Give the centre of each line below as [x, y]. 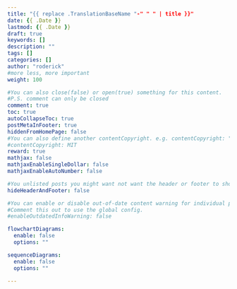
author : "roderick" [36, 66]
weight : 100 [25, 79]
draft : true [25, 34]
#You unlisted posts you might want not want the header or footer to [113, 184]
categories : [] [30, 60]
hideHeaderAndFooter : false [49, 190]
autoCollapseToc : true [41, 119]
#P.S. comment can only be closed [58, 99]
